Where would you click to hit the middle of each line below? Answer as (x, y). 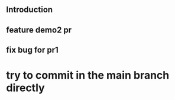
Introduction (30, 10)
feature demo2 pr (39, 30)
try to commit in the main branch (88, 75)
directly (26, 88)
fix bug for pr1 (33, 50)
